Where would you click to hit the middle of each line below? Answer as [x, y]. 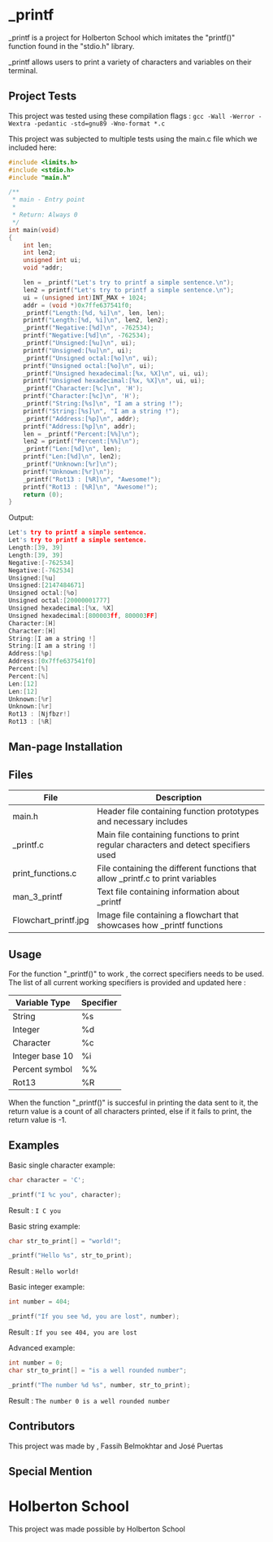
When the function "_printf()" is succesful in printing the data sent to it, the [133, 1103]
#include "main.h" [39, 177]
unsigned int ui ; [52, 261]
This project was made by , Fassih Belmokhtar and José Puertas [116, 1446]
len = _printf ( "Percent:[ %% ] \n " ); [81, 434]
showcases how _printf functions [160, 926]
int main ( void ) [34, 230]
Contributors [42, 1426]
